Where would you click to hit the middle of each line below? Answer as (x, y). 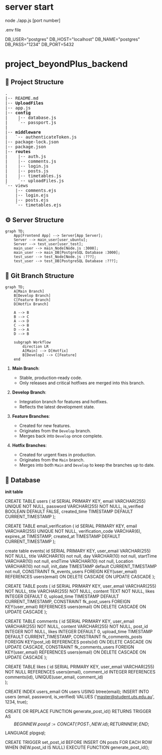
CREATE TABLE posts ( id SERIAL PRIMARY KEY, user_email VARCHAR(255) (81, 586)
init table (14, 492)
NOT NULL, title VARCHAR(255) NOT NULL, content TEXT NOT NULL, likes (80, 591)
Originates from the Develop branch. (55, 430)
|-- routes (18, 151)
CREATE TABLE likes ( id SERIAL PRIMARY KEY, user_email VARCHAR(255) (80, 667)
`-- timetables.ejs (38, 205)
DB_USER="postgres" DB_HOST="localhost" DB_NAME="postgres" (73, 39)
